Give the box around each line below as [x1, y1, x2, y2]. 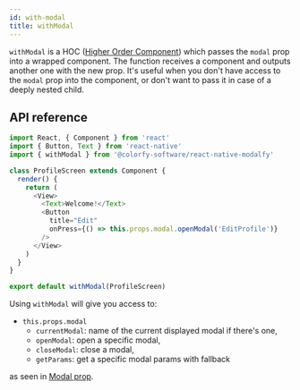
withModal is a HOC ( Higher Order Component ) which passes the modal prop [9, 46, 290, 56]
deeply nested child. [9, 84, 85, 95]
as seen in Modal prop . [9, 371, 94, 382]
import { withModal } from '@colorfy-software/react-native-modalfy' [9, 150, 275, 159]
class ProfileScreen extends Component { [9, 166, 167, 175]
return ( [25, 182, 58, 192]
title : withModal [9, 21, 74, 30]
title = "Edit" [48, 216, 99, 225]
